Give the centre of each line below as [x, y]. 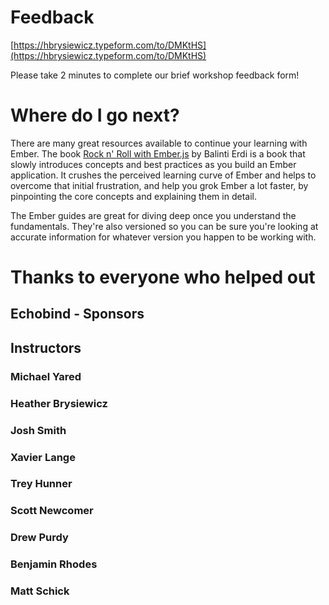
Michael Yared [46, 376]
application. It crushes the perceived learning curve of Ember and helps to [163, 175]
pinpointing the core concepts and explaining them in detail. [133, 196]
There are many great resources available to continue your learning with [159, 143]
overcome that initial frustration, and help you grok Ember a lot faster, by [159, 185]
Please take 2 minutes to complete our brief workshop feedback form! [155, 75]
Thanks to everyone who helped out [163, 277]
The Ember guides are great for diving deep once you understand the [153, 215]
